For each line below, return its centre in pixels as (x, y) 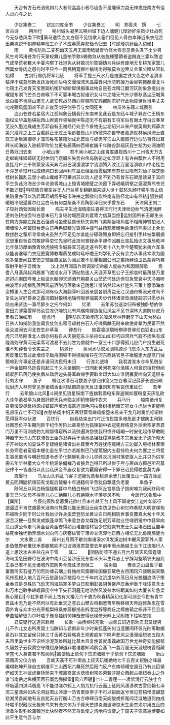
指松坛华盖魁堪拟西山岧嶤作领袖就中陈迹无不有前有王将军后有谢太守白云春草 (85, 120)
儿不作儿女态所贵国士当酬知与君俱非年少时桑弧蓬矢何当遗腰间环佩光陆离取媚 (85, 628)
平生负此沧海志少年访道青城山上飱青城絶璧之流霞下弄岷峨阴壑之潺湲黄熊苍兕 (85, 184)
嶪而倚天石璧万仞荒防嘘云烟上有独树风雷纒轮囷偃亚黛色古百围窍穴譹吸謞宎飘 (85, 571)
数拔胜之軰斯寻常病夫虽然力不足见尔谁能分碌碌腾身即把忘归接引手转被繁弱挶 (85, 234)
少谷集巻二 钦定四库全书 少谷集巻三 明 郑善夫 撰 (80, 25)
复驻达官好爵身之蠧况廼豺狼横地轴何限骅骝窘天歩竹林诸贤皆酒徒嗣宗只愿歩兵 (85, 298)
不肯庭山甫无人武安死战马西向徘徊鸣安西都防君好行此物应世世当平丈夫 (92, 101)
